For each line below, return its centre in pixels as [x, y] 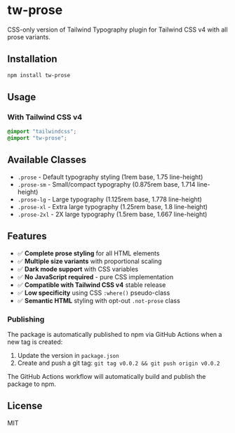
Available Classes [47, 160]
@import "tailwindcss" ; [42, 132]
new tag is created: [35, 342]
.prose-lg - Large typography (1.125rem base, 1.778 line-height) [109, 199]
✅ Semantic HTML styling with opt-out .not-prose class [99, 300]
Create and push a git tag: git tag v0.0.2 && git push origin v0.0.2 [119, 363]
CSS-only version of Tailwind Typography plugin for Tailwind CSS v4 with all [117, 29]
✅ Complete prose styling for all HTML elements [88, 253]
